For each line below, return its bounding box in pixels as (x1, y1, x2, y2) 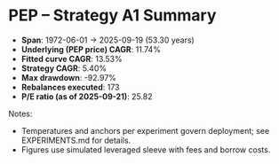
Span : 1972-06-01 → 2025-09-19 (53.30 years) (20, 35, 195, 45)
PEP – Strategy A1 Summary (8, 5, 217, 26)
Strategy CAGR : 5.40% (20, 63, 108, 74)
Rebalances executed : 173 (20, 82, 120, 92)
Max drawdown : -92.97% (20, 72, 117, 82)
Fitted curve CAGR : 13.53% (20, 53, 124, 64)
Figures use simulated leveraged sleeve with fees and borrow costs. (20, 144, 271, 155)
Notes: (8, 108, 33, 119)
